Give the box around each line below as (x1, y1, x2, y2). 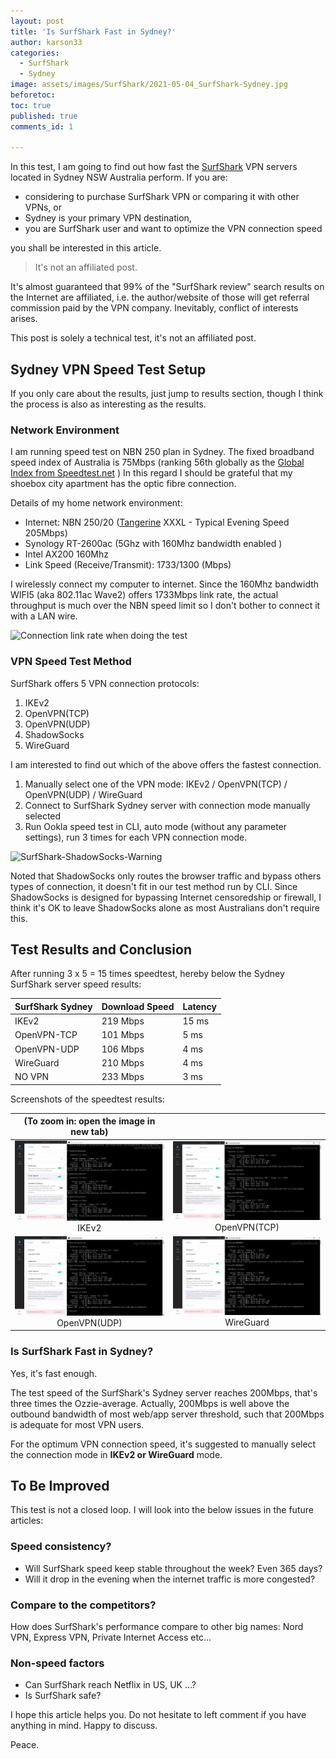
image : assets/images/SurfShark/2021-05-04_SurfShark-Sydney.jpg (10, 80, 288, 90)
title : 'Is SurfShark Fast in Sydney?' (10, 26, 177, 37)
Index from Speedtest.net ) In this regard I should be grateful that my (10, 467, 293, 479)
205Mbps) (24, 527, 68, 539)
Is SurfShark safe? (24, 1690, 102, 1702)
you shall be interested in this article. (10, 242, 162, 254)
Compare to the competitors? (10, 1598, 157, 1612)
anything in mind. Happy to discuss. (10, 1720, 158, 1732)
